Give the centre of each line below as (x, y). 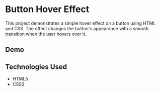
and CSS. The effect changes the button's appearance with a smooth (77, 28)
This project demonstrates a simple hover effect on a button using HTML (80, 23)
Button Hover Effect (47, 9)
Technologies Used (36, 67)
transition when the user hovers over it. (46, 34)
